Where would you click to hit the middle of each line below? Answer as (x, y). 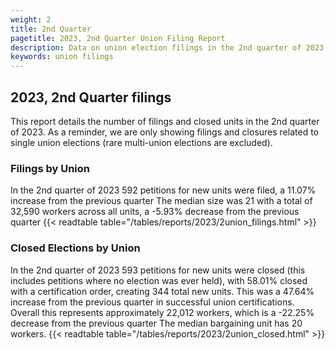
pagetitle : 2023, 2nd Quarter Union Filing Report (118, 38)
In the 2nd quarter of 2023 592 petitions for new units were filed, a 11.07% (163, 190)
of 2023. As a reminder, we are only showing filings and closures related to (164, 132)
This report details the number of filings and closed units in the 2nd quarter (165, 121)
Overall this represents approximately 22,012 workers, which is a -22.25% (162, 312)
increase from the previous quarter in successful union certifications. (152, 302)
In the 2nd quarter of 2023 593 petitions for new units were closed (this (158, 270)
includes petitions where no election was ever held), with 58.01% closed (159, 280)
